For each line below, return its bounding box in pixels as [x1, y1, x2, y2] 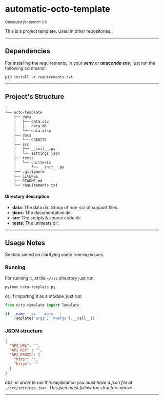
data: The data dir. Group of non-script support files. [12, 204, 119, 210]
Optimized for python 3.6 [5, 20, 47, 24]
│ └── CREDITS [14, 137, 47, 142]
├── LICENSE [14, 174, 38, 179]
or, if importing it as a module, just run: [5, 293, 83, 299]
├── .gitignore [14, 169, 45, 174]
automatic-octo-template [5, 3, 111, 15]
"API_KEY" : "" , [9, 348, 42, 353]
